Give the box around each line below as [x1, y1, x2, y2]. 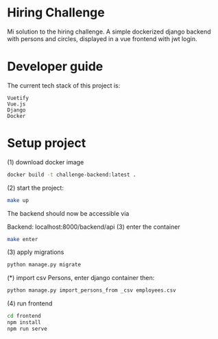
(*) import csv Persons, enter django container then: [7, 274, 155, 282]
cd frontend [7, 313, 41, 320]
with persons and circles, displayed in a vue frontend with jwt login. [7, 34, 197, 42]
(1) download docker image [7, 158, 84, 166]
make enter [7, 236, 38, 242]
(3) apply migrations [7, 248, 64, 256]
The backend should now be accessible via [7, 209, 130, 217]
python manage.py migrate [7, 262, 81, 268]
